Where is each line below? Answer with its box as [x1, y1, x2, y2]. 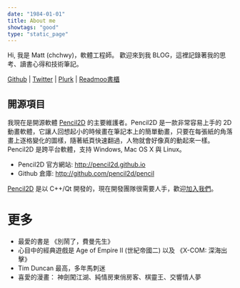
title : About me [7, 17, 56, 24]
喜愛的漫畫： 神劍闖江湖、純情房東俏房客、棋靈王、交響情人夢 [17, 273, 201, 281]
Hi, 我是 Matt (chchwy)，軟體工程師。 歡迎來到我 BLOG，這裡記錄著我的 [7, 51, 220, 59]
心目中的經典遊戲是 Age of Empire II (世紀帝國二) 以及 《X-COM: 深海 [17, 246, 221, 254]
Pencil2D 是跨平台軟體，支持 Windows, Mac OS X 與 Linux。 [7, 145, 186, 154]
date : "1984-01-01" [7, 10, 66, 18]
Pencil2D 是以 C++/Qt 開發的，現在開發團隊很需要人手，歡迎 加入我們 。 [7, 184, 218, 193]
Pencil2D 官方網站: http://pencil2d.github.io [17, 160, 146, 169]
